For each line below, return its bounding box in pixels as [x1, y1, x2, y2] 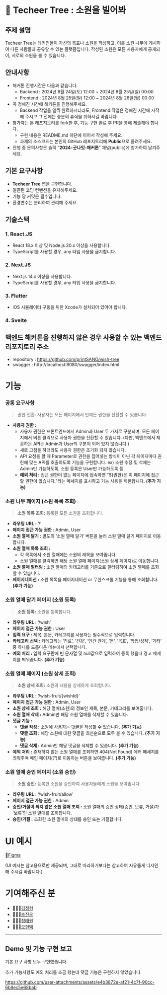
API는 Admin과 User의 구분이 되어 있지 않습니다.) [33, 441, 130, 447]
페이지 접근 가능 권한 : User [12, 625, 66, 631]
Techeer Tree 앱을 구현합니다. [12, 181, 73, 187]
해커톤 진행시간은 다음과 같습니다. [12, 82, 78, 88]
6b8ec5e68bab [5, 985, 37, 990]
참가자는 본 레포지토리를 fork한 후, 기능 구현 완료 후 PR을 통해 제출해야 [12, 120, 150, 126]
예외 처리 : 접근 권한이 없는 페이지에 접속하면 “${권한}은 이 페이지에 [19, 472, 150, 478]
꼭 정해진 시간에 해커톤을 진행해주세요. [12, 101, 87, 107]
